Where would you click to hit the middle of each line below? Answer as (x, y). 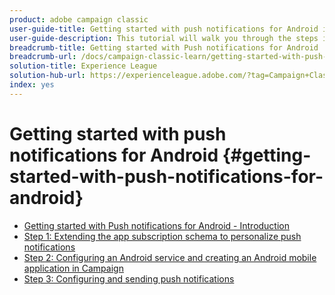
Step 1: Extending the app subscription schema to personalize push (162, 236)
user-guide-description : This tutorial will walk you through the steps (164, 38)
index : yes (32, 85)
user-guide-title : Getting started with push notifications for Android (164, 29)
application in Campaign (73, 268)
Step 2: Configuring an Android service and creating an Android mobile (170, 257)
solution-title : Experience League (83, 66)
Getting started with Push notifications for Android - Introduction (157, 225)
